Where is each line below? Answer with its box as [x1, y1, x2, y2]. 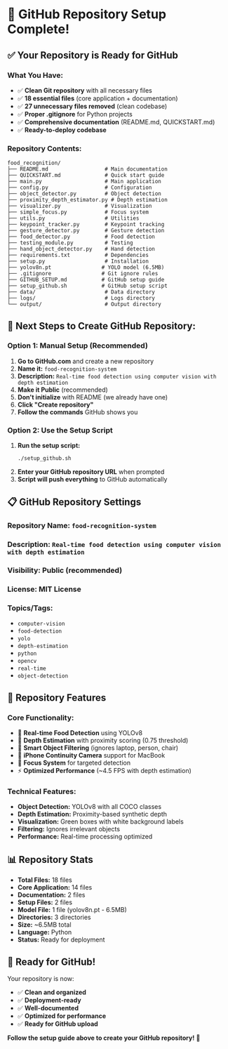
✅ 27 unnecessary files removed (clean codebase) [17, 102, 168, 110]
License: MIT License [7, 584, 82, 594]
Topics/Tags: [7, 603, 53, 613]
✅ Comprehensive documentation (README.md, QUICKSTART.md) [17, 117, 215, 126]
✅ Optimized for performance [17, 1012, 107, 1020]
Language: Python [17, 928, 72, 937]
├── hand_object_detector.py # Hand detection [7, 246, 156, 253]
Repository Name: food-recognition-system [7, 521, 156, 531]
